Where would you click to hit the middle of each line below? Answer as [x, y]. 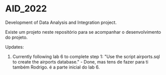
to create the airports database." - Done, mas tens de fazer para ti [80, 62]
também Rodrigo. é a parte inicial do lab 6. [56, 67]
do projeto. [16, 37]
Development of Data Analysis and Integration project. [61, 22]
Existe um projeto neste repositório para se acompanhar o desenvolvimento [83, 32]
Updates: [14, 47]
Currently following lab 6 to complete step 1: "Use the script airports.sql [86, 56]
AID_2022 [26, 9]
